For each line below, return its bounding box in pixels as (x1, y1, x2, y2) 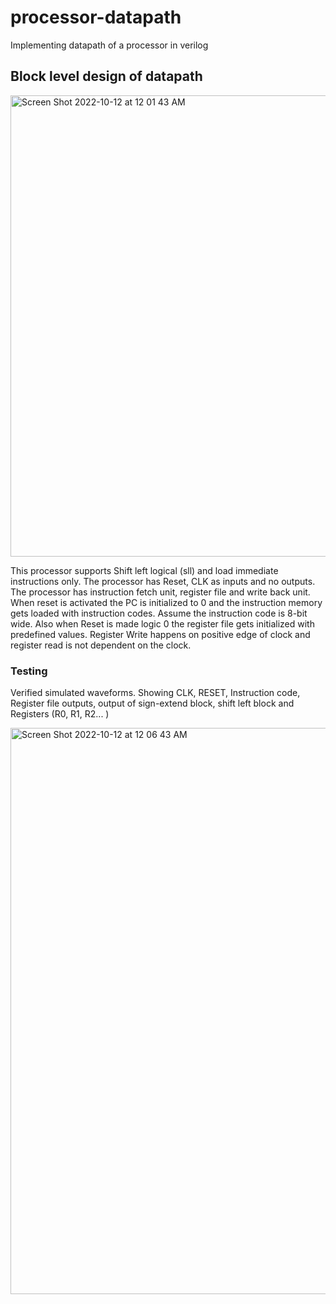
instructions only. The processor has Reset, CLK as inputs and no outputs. (10, 575, 316, 587)
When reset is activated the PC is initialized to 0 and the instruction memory (10, 596, 323, 608)
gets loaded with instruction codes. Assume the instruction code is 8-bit (10, 607, 308, 619)
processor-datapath (10, 6, 182, 29)
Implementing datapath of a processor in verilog (10, 39, 209, 51)
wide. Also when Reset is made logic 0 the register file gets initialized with (10, 617, 315, 630)
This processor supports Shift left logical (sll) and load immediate (10, 564, 279, 576)
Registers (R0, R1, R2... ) (10, 708, 110, 720)
